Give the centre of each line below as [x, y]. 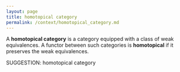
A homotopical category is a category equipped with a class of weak [90, 39]
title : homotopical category [42, 17]
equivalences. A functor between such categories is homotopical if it [90, 45]
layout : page [22, 11]
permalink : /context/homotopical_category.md [62, 22]
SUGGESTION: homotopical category [51, 63]
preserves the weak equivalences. [47, 52]
